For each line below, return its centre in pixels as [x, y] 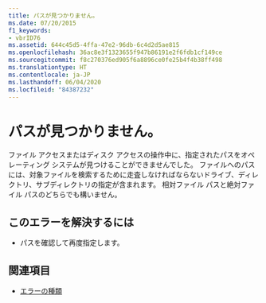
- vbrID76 [25, 38]
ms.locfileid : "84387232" [51, 89]
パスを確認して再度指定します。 [72, 243]
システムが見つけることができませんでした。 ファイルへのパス [153, 165]
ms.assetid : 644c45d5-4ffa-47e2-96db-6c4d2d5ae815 [94, 45]
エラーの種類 [41, 290]
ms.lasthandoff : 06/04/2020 [55, 82]
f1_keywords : [30, 30]
